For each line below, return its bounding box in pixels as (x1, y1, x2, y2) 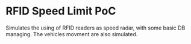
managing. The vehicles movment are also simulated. (5, 30, 138, 37)
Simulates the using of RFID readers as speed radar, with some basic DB (5, 24, 186, 31)
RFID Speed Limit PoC (5, 4, 116, 18)
